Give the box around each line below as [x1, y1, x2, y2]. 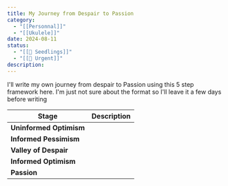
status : [7, 42, 30, 49]
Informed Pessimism [10, 134, 80, 143]
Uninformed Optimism [10, 123, 85, 132]
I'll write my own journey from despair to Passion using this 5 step [7, 80, 194, 88]
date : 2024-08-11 [7, 36, 57, 43]
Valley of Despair [10, 145, 69, 155]
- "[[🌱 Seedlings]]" [13, 49, 72, 56]
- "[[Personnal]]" [13, 23, 67, 30]
